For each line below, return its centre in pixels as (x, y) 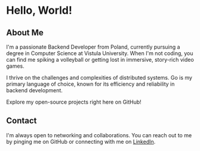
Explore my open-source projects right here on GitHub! (74, 102)
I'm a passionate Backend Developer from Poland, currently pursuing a (93, 47)
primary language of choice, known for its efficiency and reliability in (90, 84)
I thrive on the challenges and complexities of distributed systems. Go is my (99, 78)
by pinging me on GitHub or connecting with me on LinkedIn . (81, 141)
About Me (25, 33)
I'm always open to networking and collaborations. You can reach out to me (99, 135)
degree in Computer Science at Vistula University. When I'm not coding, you (100, 53)
